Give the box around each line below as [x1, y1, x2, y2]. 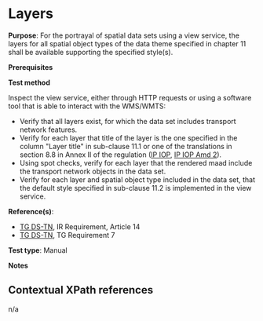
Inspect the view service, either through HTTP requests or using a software [8, 93, 252, 102]
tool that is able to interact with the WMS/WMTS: [8, 101, 166, 111]
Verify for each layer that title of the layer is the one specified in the [19, 133, 238, 142]
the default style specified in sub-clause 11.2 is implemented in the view [19, 183, 252, 192]
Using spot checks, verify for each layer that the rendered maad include [19, 158, 253, 167]
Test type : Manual [8, 245, 68, 255]
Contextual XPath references [8, 283, 154, 297]
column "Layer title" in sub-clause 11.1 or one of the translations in [19, 141, 232, 151]
